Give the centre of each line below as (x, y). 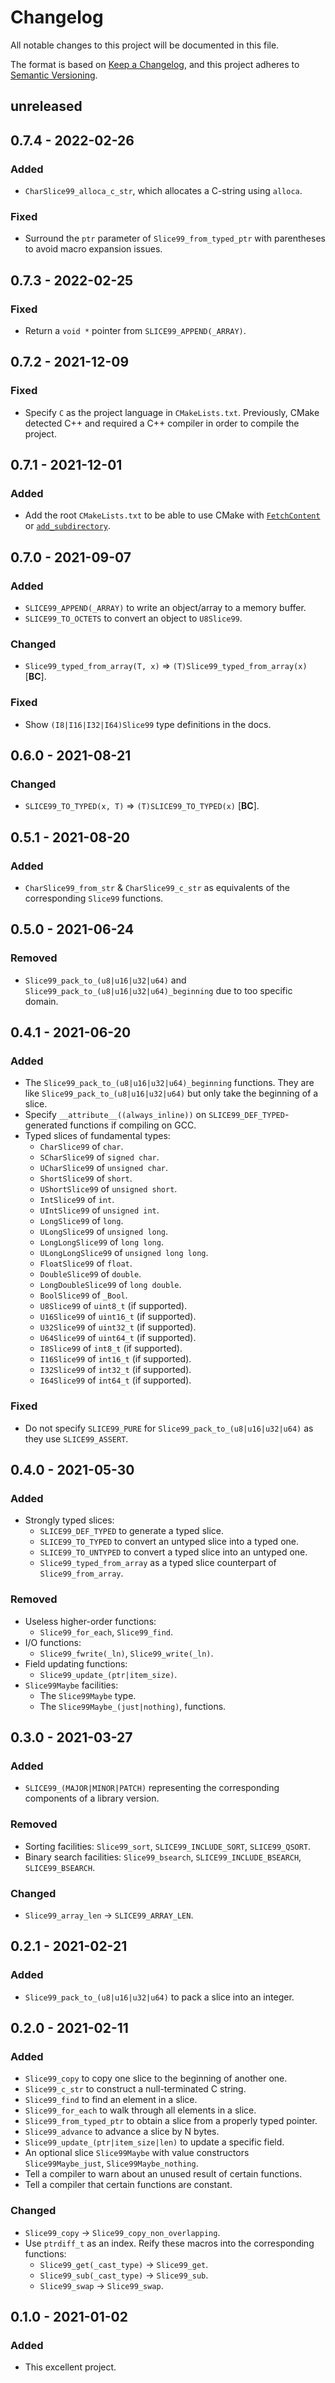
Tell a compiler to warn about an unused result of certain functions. (163, 2174)
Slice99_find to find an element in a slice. (111, 2100)
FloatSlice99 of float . (86, 1263)
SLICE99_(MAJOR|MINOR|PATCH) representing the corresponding (152, 1788)
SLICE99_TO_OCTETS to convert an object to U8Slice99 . (133, 618)
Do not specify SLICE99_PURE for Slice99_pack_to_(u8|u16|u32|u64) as (169, 1428)
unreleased (46, 106)
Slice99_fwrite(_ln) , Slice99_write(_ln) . (126, 1653)
